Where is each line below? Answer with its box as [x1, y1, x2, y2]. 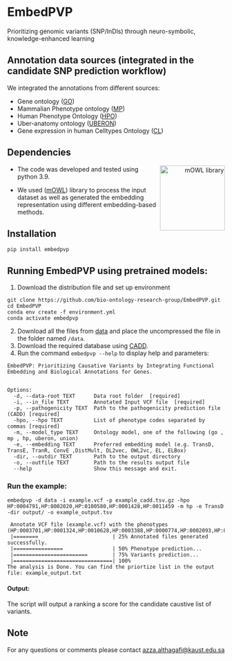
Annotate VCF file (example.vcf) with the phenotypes [10, 521, 168, 528]
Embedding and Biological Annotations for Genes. [7, 368, 153, 376]
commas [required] [7, 423, 60, 430]
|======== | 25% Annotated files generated [10, 534, 209, 541]
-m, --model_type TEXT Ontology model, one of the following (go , [13, 429, 224, 436]
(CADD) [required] [7, 411, 60, 418]
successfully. [7, 539, 48, 547]
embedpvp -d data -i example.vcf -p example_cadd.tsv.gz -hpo [7, 497, 190, 504]
